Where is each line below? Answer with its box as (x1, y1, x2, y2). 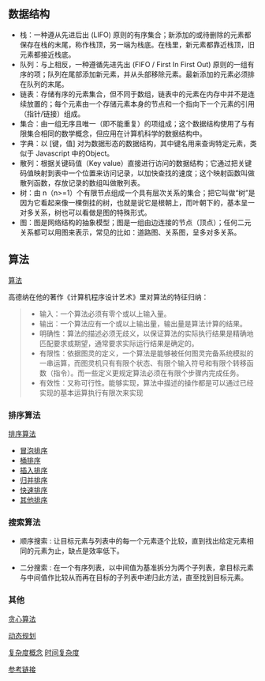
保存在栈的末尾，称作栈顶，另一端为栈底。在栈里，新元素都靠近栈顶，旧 (19, 40, 255, 49)
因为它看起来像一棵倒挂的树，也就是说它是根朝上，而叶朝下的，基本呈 (19, 198, 248, 207)
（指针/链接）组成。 (19, 109, 85, 119)
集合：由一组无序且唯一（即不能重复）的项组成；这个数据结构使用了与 (19, 119, 248, 128)
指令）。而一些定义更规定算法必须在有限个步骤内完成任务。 (53, 368, 244, 378)
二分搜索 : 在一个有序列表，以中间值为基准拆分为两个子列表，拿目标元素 (19, 563, 254, 573)
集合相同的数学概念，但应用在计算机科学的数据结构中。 (26, 129, 207, 138)
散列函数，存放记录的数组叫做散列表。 (19, 178, 144, 187)
